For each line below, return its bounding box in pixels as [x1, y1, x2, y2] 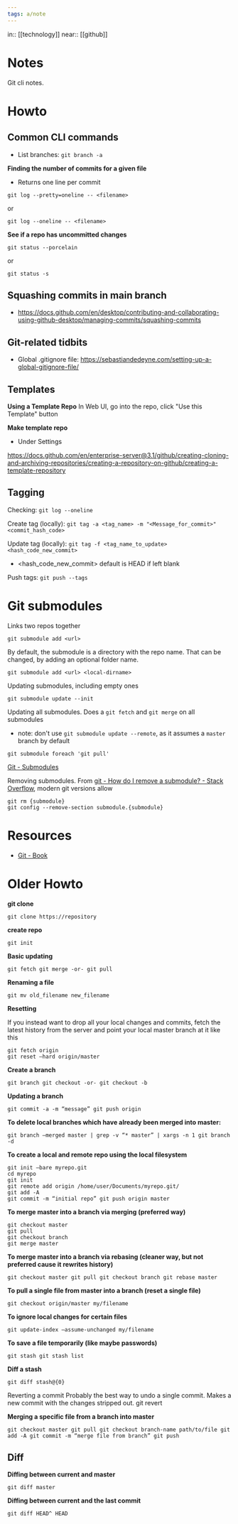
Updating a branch [7, 1091, 64, 1100]
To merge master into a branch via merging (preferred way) [7, 1207, 186, 1216]
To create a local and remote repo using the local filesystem [7, 1150, 188, 1159]
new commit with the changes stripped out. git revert [7, 1398, 163, 1407]
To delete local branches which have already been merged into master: [7, 1118, 222, 1126]
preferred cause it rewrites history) [7, 1260, 114, 1268]
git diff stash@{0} [7, 1378, 65, 1385]
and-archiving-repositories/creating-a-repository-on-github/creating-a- [7, 459, 218, 467]
